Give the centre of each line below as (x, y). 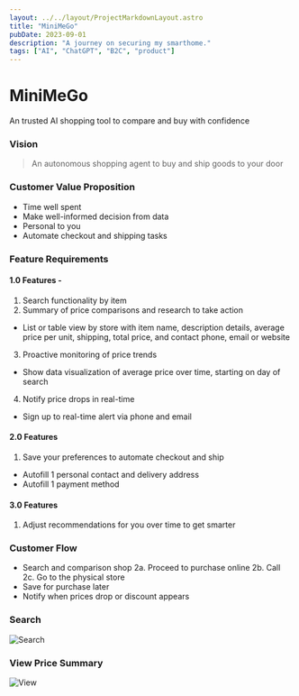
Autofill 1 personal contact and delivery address (111, 474)
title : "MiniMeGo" (44, 26)
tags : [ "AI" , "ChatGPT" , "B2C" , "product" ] (92, 51)
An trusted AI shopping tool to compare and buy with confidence (130, 121)
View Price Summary (56, 663)
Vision (24, 143)
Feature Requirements (59, 259)
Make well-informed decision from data (95, 216)
